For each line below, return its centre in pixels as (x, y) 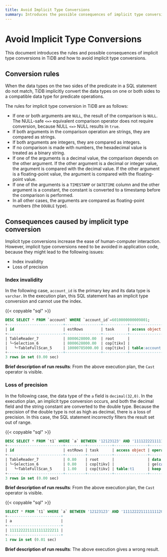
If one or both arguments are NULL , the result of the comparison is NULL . (85, 116)
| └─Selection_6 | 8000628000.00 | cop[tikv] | (68, 343)
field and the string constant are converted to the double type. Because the (82, 406)
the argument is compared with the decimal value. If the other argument (86, 169)
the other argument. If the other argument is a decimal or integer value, (85, 164)
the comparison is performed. (43, 195)
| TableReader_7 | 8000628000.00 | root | (68, 339)
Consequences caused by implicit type (67, 222)
